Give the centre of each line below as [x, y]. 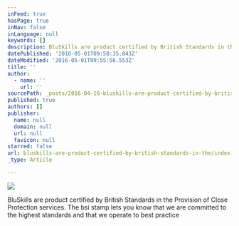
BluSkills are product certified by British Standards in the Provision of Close [118, 200]
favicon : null [34, 140]
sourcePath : [25, 93]
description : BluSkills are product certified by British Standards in [116, 47]
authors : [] [25, 107]
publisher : [23, 113]
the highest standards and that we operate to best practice [94, 215]
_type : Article [30, 160]
